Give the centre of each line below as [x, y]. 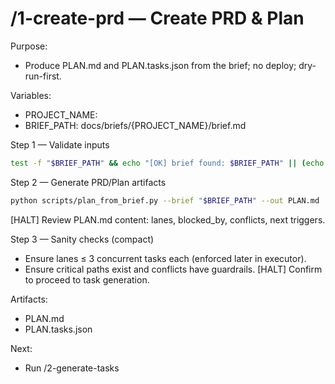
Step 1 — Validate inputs [60, 144]
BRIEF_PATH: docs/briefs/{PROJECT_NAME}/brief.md [135, 125]
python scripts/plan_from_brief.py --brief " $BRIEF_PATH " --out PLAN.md [165, 200]
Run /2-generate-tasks [72, 368]
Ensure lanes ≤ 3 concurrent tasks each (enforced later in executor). [165, 258]
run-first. [43, 76]
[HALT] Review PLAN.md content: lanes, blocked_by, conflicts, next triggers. [168, 219]
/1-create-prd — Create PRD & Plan [157, 18]
